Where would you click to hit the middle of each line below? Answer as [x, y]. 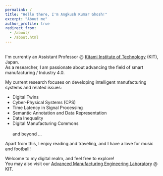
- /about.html [24, 38]
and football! [18, 149]
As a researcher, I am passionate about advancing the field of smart [74, 67]
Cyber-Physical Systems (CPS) [44, 102]
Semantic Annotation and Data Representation [59, 113]
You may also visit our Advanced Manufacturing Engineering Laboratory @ [81, 164]
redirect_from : [21, 28]
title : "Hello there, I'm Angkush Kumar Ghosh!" [56, 14]
